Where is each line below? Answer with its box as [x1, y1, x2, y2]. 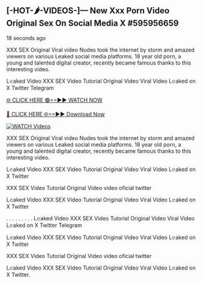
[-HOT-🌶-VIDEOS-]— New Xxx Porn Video [6, 5, 170, 16]
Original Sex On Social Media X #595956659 [6, 18, 179, 29]
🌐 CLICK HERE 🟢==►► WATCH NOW [6, 96, 103, 103]
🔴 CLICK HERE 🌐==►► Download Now [6, 110, 105, 117]
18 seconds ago [6, 34, 46, 41]
